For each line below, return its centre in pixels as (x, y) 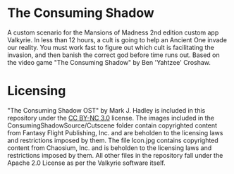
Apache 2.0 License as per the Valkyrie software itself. (86, 163)
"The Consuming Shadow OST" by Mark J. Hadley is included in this (106, 110)
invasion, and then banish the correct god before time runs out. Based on (113, 55)
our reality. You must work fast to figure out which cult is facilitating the (111, 47)
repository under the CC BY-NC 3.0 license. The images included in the (111, 118)
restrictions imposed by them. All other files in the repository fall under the (115, 155)
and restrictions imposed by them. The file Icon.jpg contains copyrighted (113, 140)
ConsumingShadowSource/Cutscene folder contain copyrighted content (112, 125)
